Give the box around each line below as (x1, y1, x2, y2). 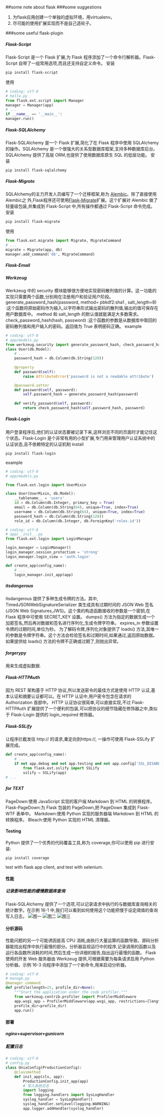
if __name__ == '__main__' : (5, 112, 63, 117)
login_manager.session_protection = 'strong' (5, 550, 99, 555)
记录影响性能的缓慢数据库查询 (5, 888, 65, 894)
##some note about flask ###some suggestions (5, 4, 102, 10)
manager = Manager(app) (5, 103, 54, 108)
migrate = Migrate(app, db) (5, 247, 63, 252)
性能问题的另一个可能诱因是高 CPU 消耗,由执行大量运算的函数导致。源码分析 (5, 937, 159, 943)
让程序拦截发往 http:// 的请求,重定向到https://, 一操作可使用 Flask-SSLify (5, 736, 150, 742)
